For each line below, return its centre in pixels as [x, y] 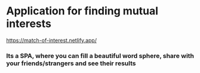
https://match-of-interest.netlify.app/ [52, 40]
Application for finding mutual [82, 11]
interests [29, 24]
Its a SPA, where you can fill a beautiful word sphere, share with [100, 56]
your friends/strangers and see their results [71, 63]
